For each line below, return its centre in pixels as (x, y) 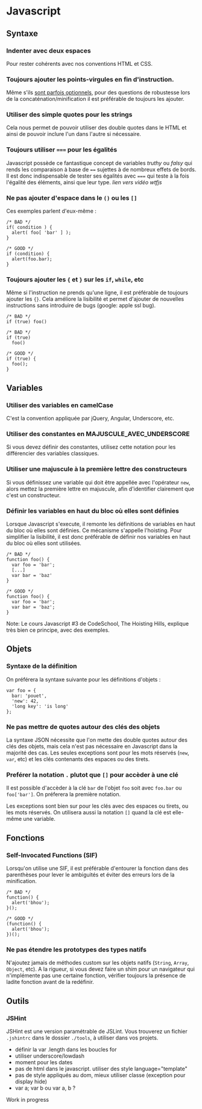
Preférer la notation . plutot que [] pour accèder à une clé (93, 774)
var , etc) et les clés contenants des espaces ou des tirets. (78, 759)
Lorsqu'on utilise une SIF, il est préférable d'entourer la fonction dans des (97, 868)
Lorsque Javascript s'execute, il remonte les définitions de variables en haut (101, 524)
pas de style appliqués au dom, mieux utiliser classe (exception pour (100, 1075)
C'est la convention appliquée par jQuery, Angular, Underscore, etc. (90, 419)
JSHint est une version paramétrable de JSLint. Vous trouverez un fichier (97, 1031)
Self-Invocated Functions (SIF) (52, 855)
